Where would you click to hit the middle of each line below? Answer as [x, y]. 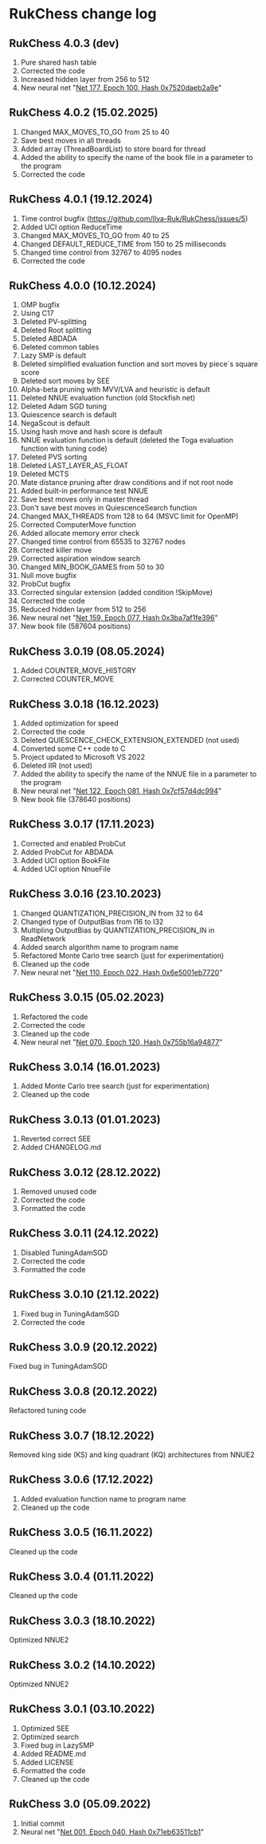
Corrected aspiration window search [80, 559]
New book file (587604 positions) [75, 627]
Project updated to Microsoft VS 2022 [83, 757]
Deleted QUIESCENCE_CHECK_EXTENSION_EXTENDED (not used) [130, 740]
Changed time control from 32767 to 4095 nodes [101, 252]
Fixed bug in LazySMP [57, 1745]
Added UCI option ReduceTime [71, 227]
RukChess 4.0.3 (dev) [64, 43]
